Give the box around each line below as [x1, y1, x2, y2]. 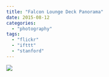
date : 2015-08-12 [6, 14, 50, 20]
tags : [6, 31, 20, 37]
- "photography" [11, 25, 52, 32]
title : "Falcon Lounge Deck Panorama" [6, 8, 104, 15]
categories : [6, 20, 36, 26]
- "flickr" [11, 37, 39, 43]
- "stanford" [11, 48, 45, 54]
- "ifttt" [11, 43, 36, 49]
